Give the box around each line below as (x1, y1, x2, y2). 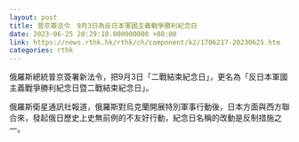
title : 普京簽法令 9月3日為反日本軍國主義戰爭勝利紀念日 (9, 21, 198, 30)
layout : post (9, 12, 58, 22)
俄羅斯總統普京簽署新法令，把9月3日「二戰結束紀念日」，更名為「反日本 (9, 72, 273, 83)
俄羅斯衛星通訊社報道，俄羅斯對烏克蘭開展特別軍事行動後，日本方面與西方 (9, 101, 282, 112)
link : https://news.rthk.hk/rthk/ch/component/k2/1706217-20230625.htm (9, 37, 280, 47)
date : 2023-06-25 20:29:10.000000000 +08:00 (9, 29, 177, 38)
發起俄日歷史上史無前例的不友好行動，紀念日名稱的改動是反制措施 (32, 113, 274, 123)
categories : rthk (9, 46, 74, 55)
